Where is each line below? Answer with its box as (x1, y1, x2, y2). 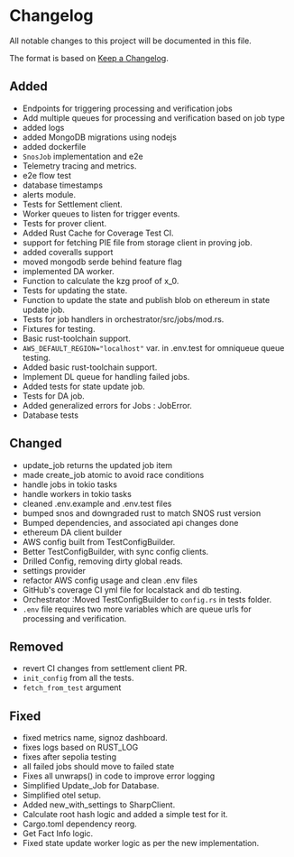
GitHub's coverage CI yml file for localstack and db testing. (22, 584, 242, 595)
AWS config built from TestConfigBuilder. (22, 536, 176, 547)
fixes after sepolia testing (22, 751, 117, 762)
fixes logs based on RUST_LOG (22, 742, 139, 753)
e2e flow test (22, 170, 72, 180)
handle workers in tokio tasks (22, 488, 133, 499)
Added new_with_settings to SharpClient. (22, 799, 176, 810)
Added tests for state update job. (22, 381, 146, 392)
